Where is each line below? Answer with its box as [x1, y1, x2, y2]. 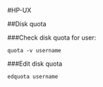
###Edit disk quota [7, 59, 63, 68]
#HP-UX [7, 6, 32, 14]
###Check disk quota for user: [7, 33, 97, 42]
